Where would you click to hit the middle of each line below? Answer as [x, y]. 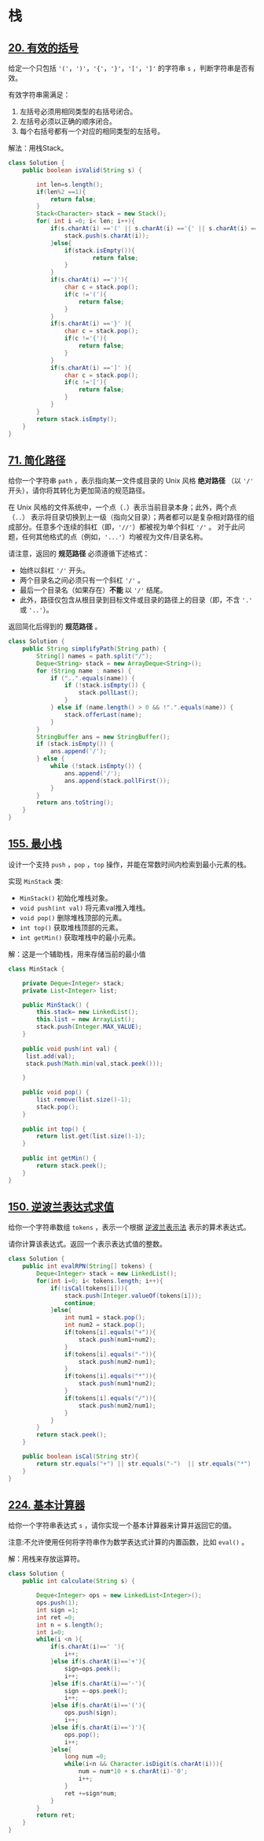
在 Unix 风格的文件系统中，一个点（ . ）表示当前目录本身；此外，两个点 [123, 507]
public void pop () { [56, 1093]
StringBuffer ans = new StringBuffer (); [103, 737]
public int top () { [54, 1129]
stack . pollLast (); [108, 693]
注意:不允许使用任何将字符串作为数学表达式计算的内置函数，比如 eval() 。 [128, 1542]
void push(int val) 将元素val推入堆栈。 [84, 907]
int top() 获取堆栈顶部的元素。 [71, 927]
